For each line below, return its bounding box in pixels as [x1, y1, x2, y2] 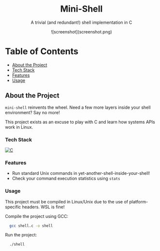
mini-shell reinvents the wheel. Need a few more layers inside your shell [5, 104, 151, 110]
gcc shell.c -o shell [9, 223, 53, 228]
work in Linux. [5, 124, 33, 130]
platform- [129, 199, 148, 204]
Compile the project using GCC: [5, 213, 69, 219]
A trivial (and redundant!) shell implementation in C [31, 19, 132, 25]
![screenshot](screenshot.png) [50, 29, 112, 34]
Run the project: [5, 232, 37, 238]
